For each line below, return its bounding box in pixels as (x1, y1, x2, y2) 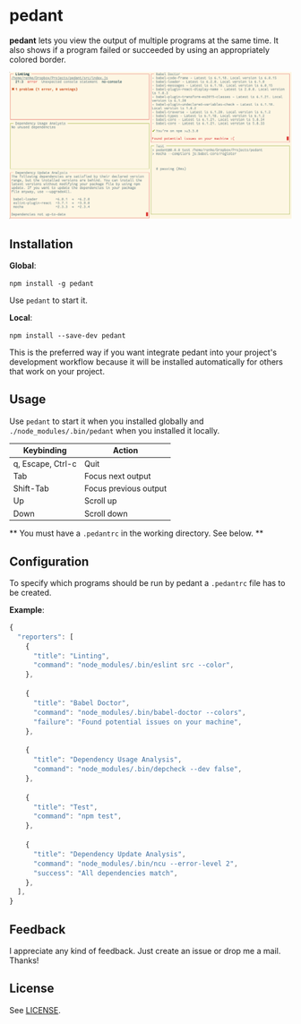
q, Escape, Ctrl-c (13, 458, 77, 469)
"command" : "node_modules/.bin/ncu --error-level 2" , (32, 859, 239, 868)
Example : (9, 604, 45, 615)
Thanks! (9, 955, 39, 966)
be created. (9, 587, 52, 598)
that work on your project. (9, 366, 106, 377)
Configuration (9, 554, 90, 569)
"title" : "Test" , (32, 803, 99, 812)
